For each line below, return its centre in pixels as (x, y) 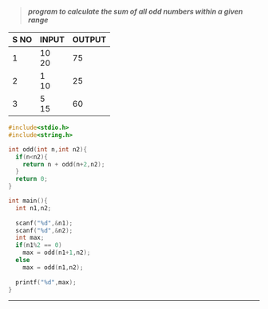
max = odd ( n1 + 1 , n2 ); (57, 253)
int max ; (30, 238)
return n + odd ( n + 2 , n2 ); (64, 164)
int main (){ (28, 201)
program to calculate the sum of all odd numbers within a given (135, 12)
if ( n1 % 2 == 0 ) (39, 245)
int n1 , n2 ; (33, 208)
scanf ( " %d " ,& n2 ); (44, 230)
